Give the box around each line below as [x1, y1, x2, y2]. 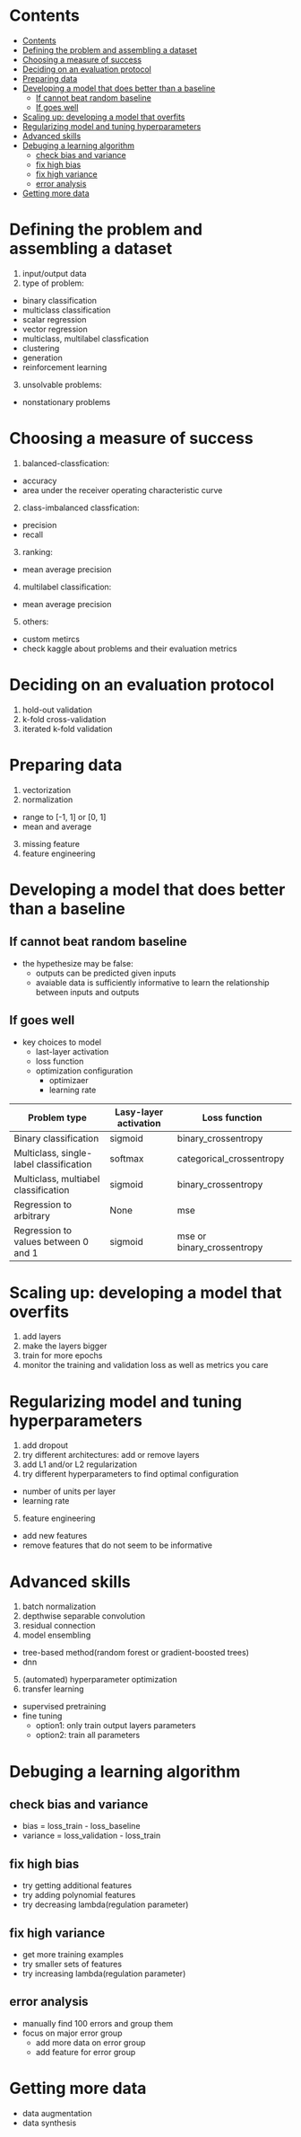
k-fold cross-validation [21, 713, 107, 724]
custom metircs [21, 633, 81, 644]
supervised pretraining [21, 1701, 107, 1712]
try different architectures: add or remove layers [21, 1450, 200, 1461]
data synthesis [21, 2117, 77, 2128]
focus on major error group [21, 2027, 123, 2038]
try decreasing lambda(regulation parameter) [21, 1899, 189, 1910]
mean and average [21, 821, 92, 832]
